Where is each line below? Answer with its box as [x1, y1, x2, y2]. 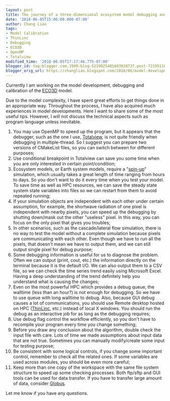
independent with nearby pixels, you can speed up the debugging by [13, 209, 156, 215]
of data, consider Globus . [13, 380, 66, 386]
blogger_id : [6, 64, 31, 69]
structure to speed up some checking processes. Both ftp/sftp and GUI [13, 370, 161, 376]
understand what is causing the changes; [13, 278, 99, 284]
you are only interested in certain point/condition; [13, 161, 116, 166]
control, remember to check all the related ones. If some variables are [13, 354, 158, 360]
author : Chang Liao [6, 21, 47, 27]
